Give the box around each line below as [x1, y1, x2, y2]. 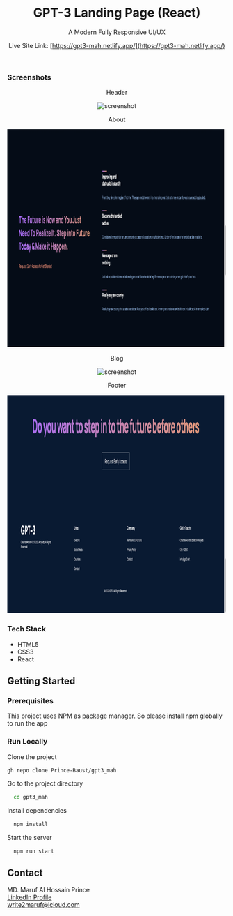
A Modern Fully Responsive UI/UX [68, 28, 166, 36]
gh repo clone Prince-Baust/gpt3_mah [7, 767, 117, 774]
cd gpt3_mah [13, 794, 49, 801]
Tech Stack [7, 624, 47, 634]
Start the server [7, 834, 52, 842]
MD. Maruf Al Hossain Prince [7, 885, 90, 894]
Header [106, 89, 128, 97]
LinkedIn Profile [7, 893, 52, 901]
